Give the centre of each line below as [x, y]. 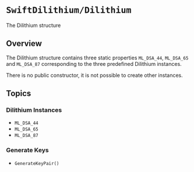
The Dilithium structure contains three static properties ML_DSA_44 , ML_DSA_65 [97, 58]
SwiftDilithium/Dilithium [69, 10]
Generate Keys [27, 150]
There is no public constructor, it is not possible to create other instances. [95, 75]
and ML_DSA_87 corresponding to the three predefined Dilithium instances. [94, 64]
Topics [19, 94]
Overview [24, 43]
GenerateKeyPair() [37, 163]
